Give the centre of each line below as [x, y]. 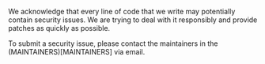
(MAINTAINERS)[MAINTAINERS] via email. [77, 52]
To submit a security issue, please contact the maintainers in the [113, 43]
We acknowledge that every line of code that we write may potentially [122, 11]
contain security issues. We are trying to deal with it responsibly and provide [133, 20]
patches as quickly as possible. [59, 28]
